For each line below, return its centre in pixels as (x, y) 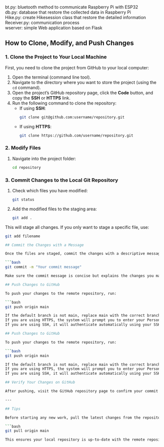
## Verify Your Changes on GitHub (40, 383)
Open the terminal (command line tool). (51, 77)
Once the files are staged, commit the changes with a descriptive (75, 254)
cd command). (26, 87)
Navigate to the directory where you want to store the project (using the (84, 82)
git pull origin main (27, 431)
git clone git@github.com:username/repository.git (72, 117)
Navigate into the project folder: (44, 159)
